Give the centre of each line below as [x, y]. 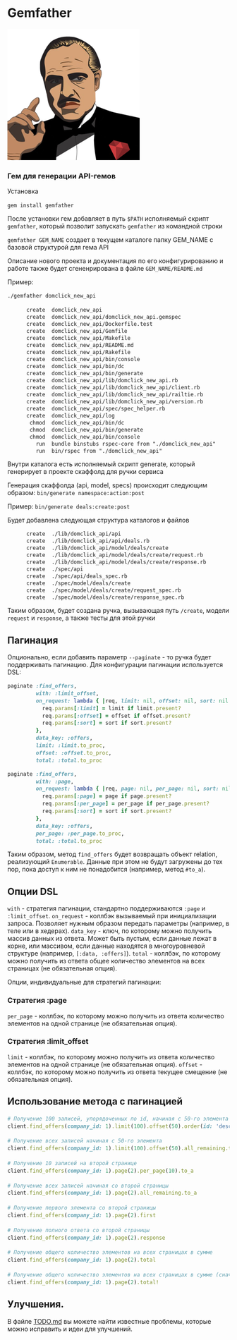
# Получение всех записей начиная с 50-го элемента [85, 1141]
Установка [23, 191]
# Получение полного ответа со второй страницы [79, 1230]
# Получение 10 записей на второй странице [72, 1163]
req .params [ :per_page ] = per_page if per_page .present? [126, 804]
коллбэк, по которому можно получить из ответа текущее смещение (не [117, 1072]
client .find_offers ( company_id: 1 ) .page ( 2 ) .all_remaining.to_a [102, 1193]
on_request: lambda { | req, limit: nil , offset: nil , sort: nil [132, 701]
